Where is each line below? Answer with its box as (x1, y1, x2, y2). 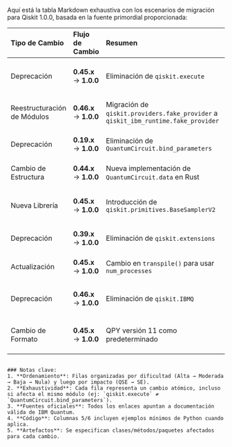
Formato (10, 335, 38, 344)
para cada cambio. (7, 433, 60, 440)
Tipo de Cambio (10, 38, 64, 48)
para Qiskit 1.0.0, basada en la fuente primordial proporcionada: (7, 13, 188, 21)
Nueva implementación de (106, 163, 191, 173)
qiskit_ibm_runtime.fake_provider (106, 117, 220, 125)
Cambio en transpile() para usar (106, 259, 215, 268)
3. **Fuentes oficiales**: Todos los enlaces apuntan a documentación (7, 403, 215, 410)
